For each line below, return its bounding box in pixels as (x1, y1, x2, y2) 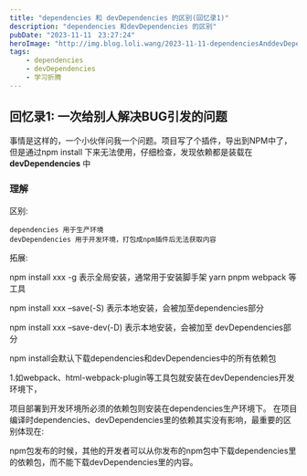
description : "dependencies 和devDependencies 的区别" (9, 22, 217, 31)
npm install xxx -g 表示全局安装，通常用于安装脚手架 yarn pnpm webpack (9, 271, 287, 282)
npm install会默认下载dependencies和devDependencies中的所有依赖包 (9, 353, 277, 364)
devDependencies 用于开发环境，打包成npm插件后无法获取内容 (9, 235, 217, 244)
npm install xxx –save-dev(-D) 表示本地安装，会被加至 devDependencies (9, 322, 284, 333)
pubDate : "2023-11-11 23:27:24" (9, 30, 135, 39)
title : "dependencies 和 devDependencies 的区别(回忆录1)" (9, 13, 229, 23)
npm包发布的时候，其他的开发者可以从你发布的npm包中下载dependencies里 (9, 445, 297, 456)
